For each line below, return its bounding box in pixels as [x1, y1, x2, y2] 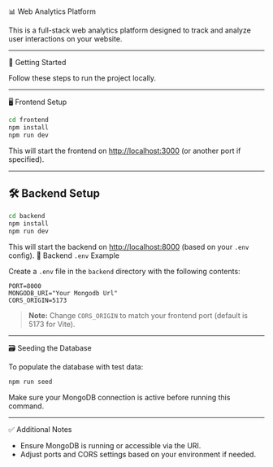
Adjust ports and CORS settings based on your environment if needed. [19, 449, 257, 459]
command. [8, 401, 45, 411]
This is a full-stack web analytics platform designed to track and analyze [8, 25, 252, 35]
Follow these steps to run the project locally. [8, 73, 157, 83]
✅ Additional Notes [8, 424, 72, 434]
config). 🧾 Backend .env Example [8, 251, 120, 260]
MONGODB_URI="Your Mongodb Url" [8, 290, 118, 298]
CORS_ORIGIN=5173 [8, 296, 67, 305]
